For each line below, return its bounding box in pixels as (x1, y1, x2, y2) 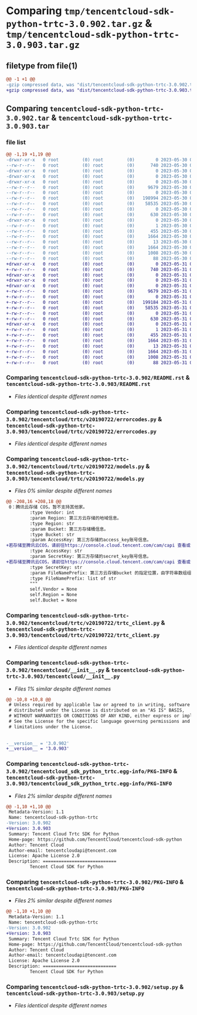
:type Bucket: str (29, 531, 75, 537)
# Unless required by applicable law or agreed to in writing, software (8, 702, 191, 708)
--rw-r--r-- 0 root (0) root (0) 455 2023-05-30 (6, 228, 188, 234)
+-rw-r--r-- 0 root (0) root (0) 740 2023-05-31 (6, 266, 188, 272)
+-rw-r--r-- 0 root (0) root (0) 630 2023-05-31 (6, 316, 188, 322)
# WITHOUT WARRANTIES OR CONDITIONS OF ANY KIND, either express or (8, 713, 180, 719)
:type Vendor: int (29, 510, 75, 516)
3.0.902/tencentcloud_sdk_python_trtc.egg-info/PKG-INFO (6, 768, 172, 775)
